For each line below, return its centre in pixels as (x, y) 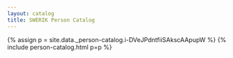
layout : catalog (31, 13)
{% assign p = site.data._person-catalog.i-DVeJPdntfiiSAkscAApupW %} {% (117, 39)
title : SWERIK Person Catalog (51, 20)
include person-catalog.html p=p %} (60, 47)
